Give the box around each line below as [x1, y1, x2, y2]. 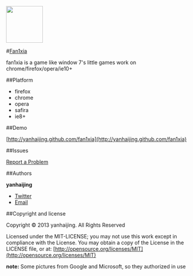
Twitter [14, 193, 32, 199]
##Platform [6, 76, 33, 83]
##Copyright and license [6, 210, 66, 217]
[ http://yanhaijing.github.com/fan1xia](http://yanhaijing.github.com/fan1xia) [6, 136, 187, 143]
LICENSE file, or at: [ [6, 245, 56, 252]
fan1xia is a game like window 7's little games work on [6, 59, 137, 66]
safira [14, 107, 29, 113]
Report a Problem [6, 159, 49, 165]
